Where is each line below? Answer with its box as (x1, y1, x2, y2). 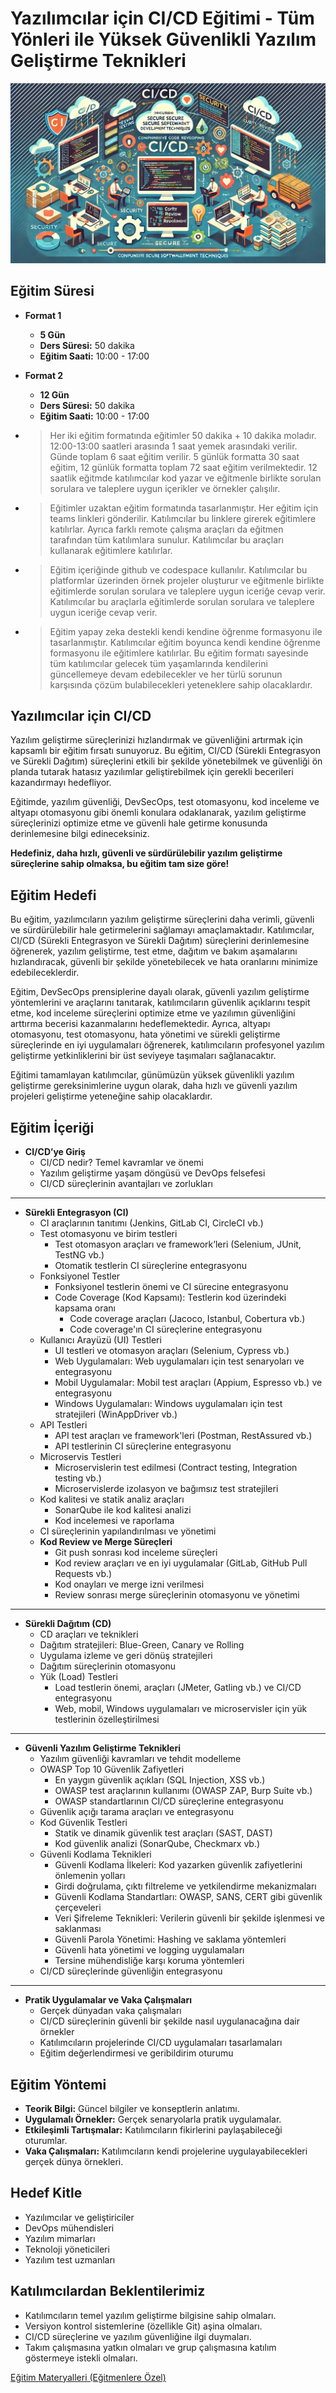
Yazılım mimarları (24, 2232, 96, 2244)
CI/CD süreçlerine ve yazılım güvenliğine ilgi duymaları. (24, 2330, 252, 2342)
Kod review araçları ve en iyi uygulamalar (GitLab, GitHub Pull (54, 1557, 308, 1569)
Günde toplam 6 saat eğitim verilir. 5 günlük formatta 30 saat (49, 450, 300, 462)
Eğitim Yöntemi (10, 2076, 107, 2093)
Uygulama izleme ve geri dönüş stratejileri (39, 1650, 213, 1662)
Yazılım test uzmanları (24, 2253, 116, 2266)
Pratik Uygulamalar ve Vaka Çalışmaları (24, 1994, 193, 2006)
